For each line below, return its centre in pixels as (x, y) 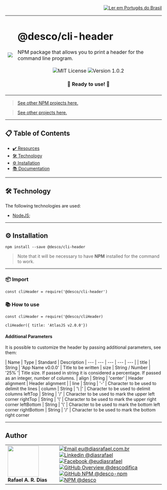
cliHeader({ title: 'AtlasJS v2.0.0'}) (46, 325)
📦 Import (17, 280)
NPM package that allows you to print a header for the (81, 52)
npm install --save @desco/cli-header (45, 247)
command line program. (45, 58)
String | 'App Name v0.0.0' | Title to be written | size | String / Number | (78, 368)
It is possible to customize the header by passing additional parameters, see (83, 347)
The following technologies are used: (43, 205)
